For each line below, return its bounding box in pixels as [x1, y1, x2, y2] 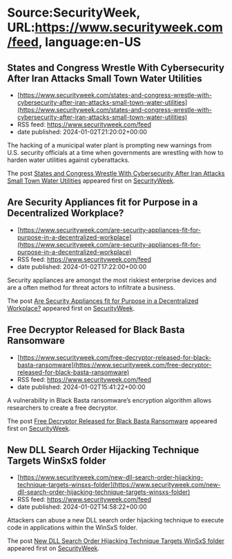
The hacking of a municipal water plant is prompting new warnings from [7, 141, 212, 149]
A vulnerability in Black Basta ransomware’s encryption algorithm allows [7, 396, 212, 404]
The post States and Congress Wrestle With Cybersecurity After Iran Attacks [7, 169, 225, 177]
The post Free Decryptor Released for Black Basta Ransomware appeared [7, 416, 217, 425]
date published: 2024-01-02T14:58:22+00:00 [17, 503, 147, 511]
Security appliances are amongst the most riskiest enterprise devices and [7, 275, 217, 284]
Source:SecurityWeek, [7, 5, 140, 21]
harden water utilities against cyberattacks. [7, 156, 130, 164]
